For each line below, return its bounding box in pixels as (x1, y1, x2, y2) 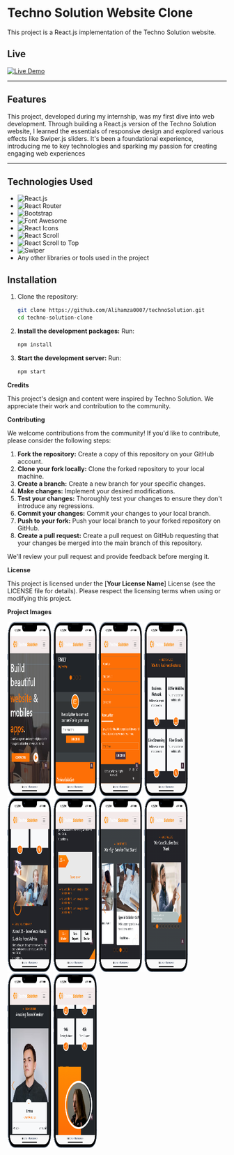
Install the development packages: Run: (17, 327, 134, 335)
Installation (7, 274, 57, 285)
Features (7, 94, 47, 105)
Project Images (7, 607, 52, 616)
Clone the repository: (17, 292, 79, 301)
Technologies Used (7, 176, 93, 188)
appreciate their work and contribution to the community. (7, 401, 171, 410)
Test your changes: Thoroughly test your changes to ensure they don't (17, 494, 223, 502)
